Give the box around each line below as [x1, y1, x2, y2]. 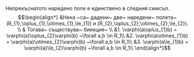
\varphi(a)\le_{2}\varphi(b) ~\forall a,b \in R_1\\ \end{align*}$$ [23, 44, 171, 51]
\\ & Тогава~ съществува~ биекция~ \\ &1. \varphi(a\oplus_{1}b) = [17, 26, 178, 33]
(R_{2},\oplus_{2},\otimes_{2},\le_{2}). [97, 20, 189, 26]
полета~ [156, 14, 177, 21]
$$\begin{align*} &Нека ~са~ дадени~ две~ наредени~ [17, 14, 155, 21]
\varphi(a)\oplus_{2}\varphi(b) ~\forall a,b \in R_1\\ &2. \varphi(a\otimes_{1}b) [6, 32, 189, 39]
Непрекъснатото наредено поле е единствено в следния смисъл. [5, 5, 170, 12]
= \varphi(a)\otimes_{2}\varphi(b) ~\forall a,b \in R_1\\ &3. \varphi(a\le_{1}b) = [6, 39, 189, 45]
